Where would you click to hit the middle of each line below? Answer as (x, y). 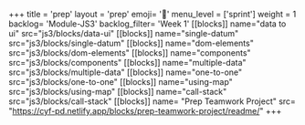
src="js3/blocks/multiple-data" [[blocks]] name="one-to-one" (126, 72)
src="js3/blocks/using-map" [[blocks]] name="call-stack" (118, 92)
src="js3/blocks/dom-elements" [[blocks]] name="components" (130, 53)
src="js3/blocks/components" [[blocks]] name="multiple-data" (128, 62)
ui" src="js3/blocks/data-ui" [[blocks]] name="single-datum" (124, 33)
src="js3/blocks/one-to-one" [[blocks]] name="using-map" (121, 82)
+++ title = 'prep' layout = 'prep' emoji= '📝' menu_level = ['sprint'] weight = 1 (152, 14)
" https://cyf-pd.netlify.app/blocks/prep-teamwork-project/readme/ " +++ (145, 111)
